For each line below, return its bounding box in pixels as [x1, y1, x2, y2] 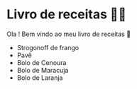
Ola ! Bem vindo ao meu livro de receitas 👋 [6, 30, 131, 38]
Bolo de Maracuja [16, 66, 69, 74]
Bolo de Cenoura [16, 58, 67, 66]
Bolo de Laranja [16, 73, 63, 82]
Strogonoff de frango [16, 43, 80, 52]
